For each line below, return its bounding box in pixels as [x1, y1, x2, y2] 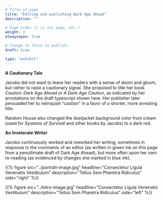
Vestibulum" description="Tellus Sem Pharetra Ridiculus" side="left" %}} [5, 189, 153, 195]
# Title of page [5, 7, 38, 12]
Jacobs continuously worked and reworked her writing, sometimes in [5, 139, 145, 145]
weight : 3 [5, 30, 26, 35]
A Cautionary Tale [5, 70, 43, 76]
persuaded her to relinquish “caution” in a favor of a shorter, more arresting [5, 100, 158, 106]
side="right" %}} [5, 175, 39, 180]
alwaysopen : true [5, 34, 41, 39]
